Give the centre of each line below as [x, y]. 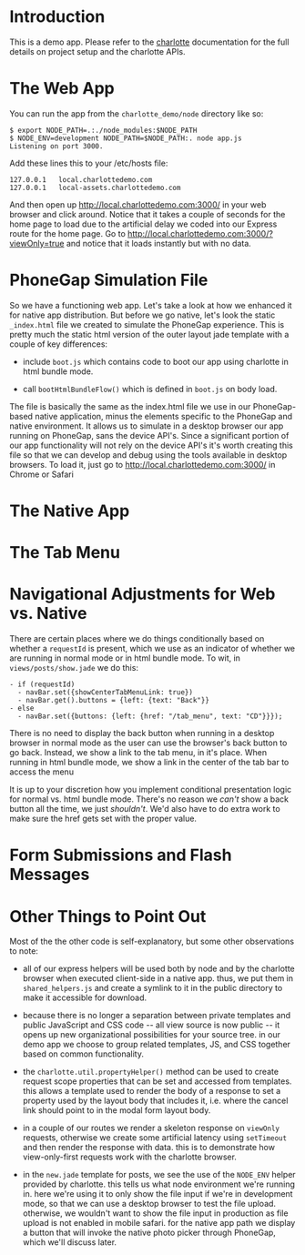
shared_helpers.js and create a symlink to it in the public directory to [152, 988]
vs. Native [48, 614]
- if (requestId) [42, 684]
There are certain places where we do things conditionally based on [137, 639]
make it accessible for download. [85, 997]
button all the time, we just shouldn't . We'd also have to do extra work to [145, 809]
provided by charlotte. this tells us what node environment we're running [159, 1184]
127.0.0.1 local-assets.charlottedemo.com [95, 187]
